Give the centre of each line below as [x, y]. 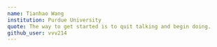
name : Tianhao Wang [36, 13]
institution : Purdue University [54, 20]
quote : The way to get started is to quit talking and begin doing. [109, 26]
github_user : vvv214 [37, 33]
